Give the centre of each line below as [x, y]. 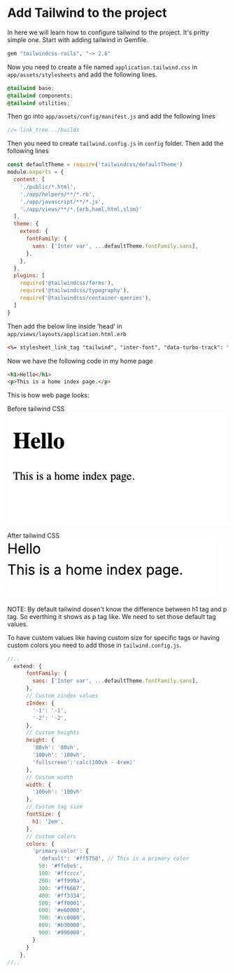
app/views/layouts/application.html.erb [67, 334]
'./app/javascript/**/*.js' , [62, 201]
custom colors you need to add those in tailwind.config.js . [94, 645]
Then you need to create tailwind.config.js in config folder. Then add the [115, 144]
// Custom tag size [54, 807]
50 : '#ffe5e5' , [60, 866]
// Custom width [49, 777]
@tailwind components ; [40, 95]
